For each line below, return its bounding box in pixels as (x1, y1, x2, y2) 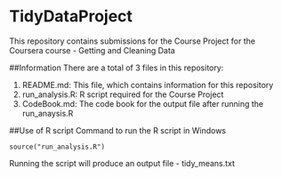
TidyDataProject (9, 6, 133, 27)
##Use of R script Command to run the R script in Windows (9, 125, 227, 135)
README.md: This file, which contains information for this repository (21, 79, 274, 90)
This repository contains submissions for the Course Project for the (9, 36, 256, 46)
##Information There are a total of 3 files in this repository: (9, 62, 224, 73)
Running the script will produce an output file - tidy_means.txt (9, 157, 236, 168)
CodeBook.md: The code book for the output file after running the (21, 98, 264, 109)
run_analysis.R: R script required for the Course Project (21, 89, 224, 100)
